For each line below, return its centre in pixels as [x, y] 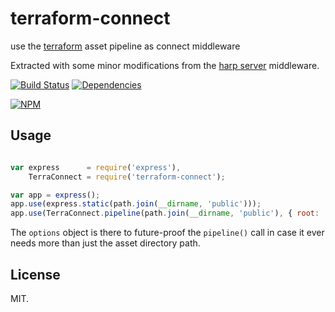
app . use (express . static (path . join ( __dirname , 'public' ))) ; [136, 204]
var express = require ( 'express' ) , [96, 167]
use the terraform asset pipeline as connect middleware [125, 46]
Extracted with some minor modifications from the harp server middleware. [165, 65]
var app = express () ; [55, 195]
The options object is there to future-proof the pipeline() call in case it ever [167, 233]
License [35, 274]
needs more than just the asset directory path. [105, 243]
